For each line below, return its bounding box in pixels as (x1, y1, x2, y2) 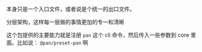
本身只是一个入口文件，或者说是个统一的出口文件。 (6, 6, 135, 12)
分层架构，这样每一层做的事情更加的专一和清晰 (6, 18, 124, 26)
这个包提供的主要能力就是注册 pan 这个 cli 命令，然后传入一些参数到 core (6, 31, 190, 39)
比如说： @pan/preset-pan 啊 (17, 39, 89, 46)
